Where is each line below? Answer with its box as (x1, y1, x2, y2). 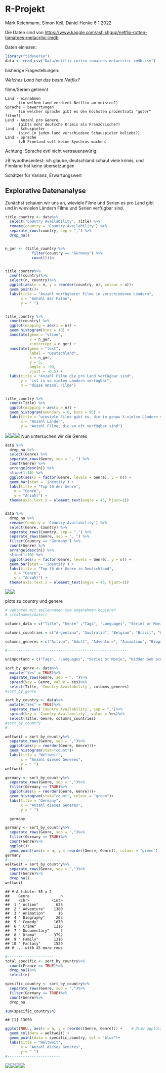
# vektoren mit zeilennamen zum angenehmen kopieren (5, 608, 116, 613)
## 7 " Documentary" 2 (5, 928, 63, 933)
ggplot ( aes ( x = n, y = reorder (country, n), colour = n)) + (9, 283, 134, 288)
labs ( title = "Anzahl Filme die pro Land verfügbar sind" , (9, 373, 134, 378)
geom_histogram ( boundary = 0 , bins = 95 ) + (9, 410, 100, 415)
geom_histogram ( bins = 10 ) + (9, 328, 70, 333)
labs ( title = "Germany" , (9, 798, 61, 803)
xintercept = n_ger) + (29, 341, 77, 346)
